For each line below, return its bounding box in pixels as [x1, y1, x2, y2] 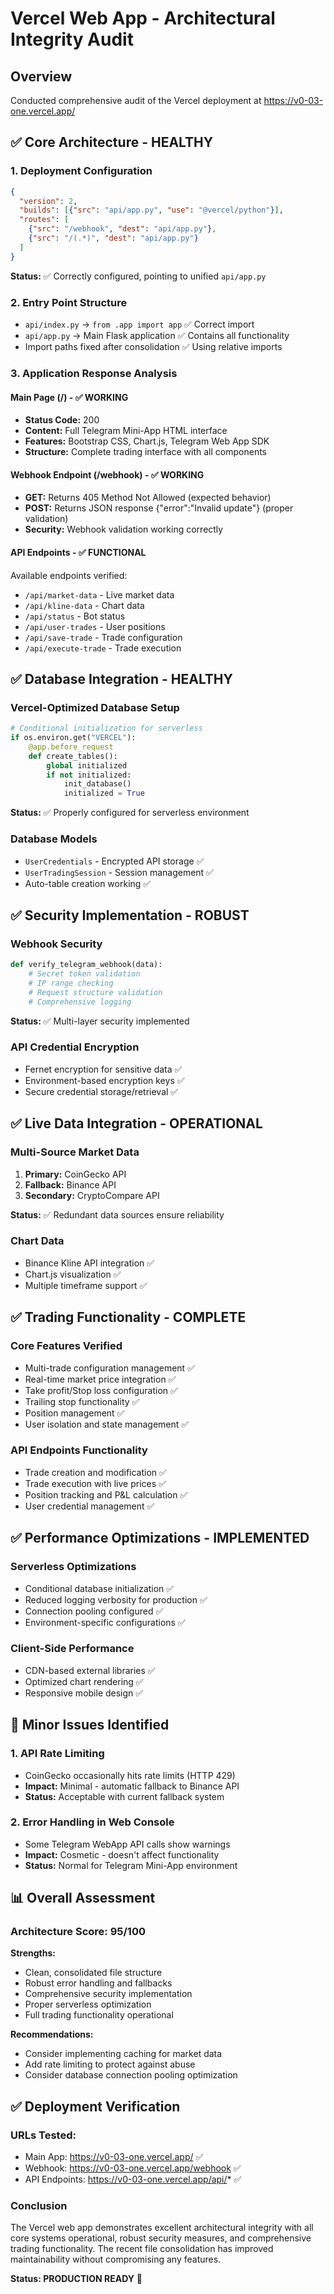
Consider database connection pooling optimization [24, 2069, 238, 2081]
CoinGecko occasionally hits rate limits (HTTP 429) [24, 1769, 236, 1781]
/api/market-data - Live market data [24, 588, 175, 601]
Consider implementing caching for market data [24, 2048, 223, 2060]
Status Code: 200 [24, 414, 100, 426]
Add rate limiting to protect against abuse [24, 2058, 196, 2071]
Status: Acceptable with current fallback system [24, 1790, 225, 1802]
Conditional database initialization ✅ [24, 1582, 175, 1594]
